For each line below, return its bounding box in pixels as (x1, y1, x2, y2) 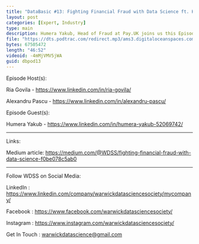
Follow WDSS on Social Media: (6, 172, 81, 179)
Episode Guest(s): (6, 109, 50, 116)
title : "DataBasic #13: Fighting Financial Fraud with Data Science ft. (6, 8, 190, 15)
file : (6, 36, 20, 42)
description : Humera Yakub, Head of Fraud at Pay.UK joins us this (6, 31, 176, 37)
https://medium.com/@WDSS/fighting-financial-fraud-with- (45, 149, 191, 156)
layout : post (6, 14, 38, 20)
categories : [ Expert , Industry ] (6, 20, 86, 25)
